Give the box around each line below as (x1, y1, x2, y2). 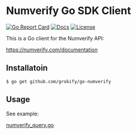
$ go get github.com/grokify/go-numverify (6, 78, 111, 84)
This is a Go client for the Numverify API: (6, 35, 104, 42)
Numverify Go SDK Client (6, 4, 131, 18)
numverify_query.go (6, 121, 54, 128)
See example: (6, 110, 39, 117)
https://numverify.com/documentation (6, 46, 98, 53)
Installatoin (6, 63, 48, 73)
